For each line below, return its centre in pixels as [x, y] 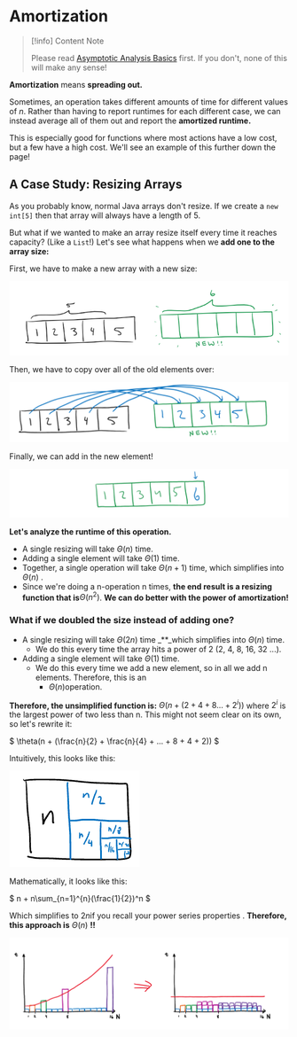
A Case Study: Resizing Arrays [96, 185]
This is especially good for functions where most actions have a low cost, [143, 137]
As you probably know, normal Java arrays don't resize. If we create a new [144, 206]
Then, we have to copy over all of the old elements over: [112, 369]
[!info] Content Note [67, 41]
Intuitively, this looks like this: [63, 759]
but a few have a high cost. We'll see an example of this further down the [143, 147]
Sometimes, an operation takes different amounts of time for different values [148, 101]
